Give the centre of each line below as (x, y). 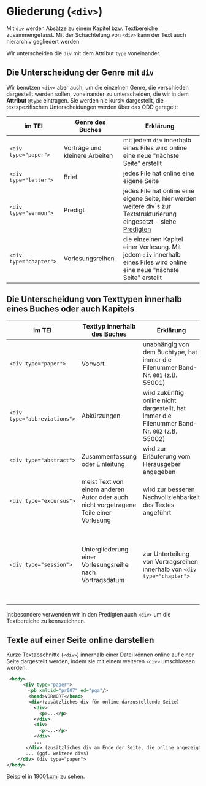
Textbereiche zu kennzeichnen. (46, 621)
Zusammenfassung (109, 456)
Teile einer (96, 512)
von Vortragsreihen (170, 561)
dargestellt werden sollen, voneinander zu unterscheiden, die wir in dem (97, 94)
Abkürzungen (101, 416)
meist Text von (102, 481)
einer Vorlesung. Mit (152, 247)
